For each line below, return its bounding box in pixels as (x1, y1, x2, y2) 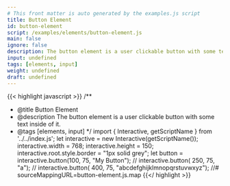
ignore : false (7, 42, 48, 49)
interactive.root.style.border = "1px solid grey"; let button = (16, 149, 183, 157)
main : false (7, 36, 41, 42)
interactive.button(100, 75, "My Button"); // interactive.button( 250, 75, (16, 157, 216, 165)
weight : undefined (7, 67, 60, 74)
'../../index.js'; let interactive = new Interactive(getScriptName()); (16, 135, 199, 143)
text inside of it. (16, 120, 62, 129)
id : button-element (7, 23, 63, 29)
